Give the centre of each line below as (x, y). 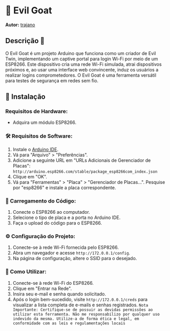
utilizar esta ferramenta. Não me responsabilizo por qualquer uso (86, 314)
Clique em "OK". (30, 176)
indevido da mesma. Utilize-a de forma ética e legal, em (76, 319)
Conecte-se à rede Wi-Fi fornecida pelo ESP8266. (66, 247)
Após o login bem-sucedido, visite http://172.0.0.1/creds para (80, 299)
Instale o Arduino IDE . (36, 149)
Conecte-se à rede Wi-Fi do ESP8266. (53, 283)
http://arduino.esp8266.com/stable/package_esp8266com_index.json (85, 172)
